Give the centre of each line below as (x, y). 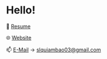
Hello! (21, 10)
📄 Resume (19, 26)
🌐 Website (19, 37)
